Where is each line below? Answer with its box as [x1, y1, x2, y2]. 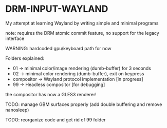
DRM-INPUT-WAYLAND [5, 3, 108, 15]
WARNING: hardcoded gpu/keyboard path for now [5, 45, 112, 51]
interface [5, 35, 25, 41]
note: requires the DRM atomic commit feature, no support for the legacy [5, 30, 159, 36]
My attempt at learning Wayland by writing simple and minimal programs [5, 20, 159, 26]
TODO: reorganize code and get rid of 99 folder [5, 116, 106, 123]
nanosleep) [5, 106, 29, 113]
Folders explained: [5, 55, 45, 61]
